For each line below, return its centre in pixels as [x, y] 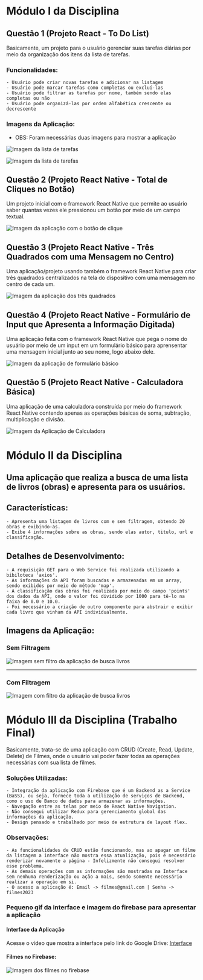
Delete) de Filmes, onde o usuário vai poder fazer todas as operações [93, 756]
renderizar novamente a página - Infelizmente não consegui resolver [96, 861]
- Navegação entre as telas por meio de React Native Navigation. [92, 806]
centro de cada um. [31, 284]
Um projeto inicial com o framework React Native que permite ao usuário [97, 204]
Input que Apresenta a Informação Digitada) [91, 324]
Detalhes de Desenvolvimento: [66, 556]
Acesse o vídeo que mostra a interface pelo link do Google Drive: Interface [99, 943]
